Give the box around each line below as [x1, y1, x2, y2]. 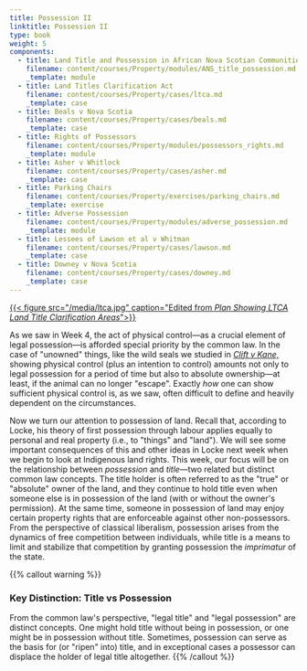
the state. [9, 550, 46, 562]
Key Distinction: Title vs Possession [9, 591, 172, 604]
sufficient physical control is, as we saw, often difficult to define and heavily [9, 388, 295, 399]
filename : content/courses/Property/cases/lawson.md [26, 243, 231, 252]
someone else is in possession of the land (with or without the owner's [9, 493, 276, 504]
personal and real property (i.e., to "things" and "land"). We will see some [9, 434, 286, 445]
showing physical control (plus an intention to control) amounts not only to [9, 358, 290, 369]
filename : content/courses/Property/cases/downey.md [26, 269, 231, 278]
